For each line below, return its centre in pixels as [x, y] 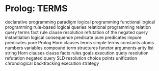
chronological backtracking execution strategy [52, 63]
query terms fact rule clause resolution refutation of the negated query [77, 32]
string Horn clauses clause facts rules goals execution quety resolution [77, 53]
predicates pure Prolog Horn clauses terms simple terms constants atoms [79, 42]
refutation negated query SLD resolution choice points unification [71, 58]
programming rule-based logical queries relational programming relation [78, 27]
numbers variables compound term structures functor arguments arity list [79, 48]
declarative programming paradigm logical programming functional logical [80, 22]
